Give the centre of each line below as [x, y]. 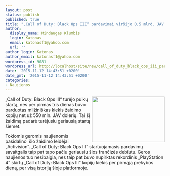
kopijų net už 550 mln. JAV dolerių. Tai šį [48, 115]
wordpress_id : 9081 [26, 62]
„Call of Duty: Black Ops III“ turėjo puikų [47, 99]
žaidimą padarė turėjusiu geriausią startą [48, 121]
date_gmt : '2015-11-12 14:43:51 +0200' [47, 76]
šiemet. [13, 126]
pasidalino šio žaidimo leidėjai [37, 141]
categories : [18, 80]
